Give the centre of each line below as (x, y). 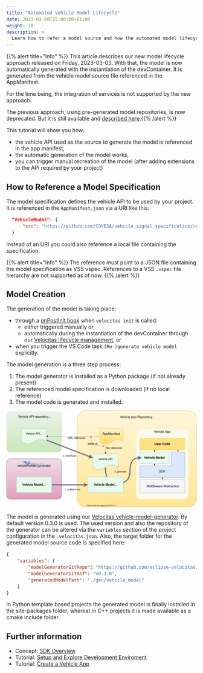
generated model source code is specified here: (66, 543)
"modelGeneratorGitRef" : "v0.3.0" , (73, 574)
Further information (44, 636)
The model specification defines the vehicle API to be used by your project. (100, 201)
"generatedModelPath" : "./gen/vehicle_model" (86, 580)
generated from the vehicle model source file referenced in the (84, 76)
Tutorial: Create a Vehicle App (52, 664)
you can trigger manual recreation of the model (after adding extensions (105, 161)
